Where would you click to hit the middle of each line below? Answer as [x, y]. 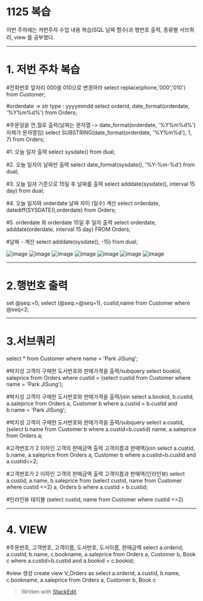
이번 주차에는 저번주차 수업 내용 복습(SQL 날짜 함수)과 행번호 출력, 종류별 [92, 30]
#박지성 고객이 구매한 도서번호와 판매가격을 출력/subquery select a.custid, [95, 422]
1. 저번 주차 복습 [43, 70]
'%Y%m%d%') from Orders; [42, 112]
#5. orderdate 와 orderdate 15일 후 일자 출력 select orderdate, [81, 222]
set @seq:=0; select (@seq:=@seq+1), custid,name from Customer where [98, 303]
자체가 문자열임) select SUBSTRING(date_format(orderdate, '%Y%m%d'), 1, [99, 132]
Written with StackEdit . [50, 591]
